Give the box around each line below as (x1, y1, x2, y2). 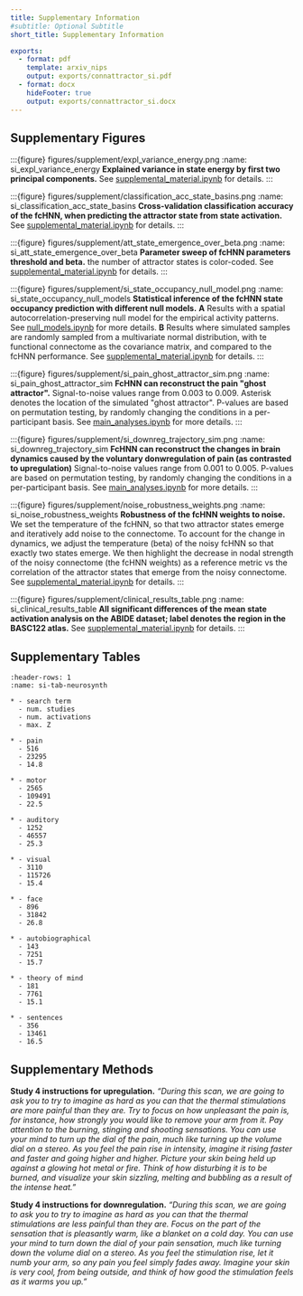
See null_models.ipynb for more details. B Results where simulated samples (10, 322, 291, 333)
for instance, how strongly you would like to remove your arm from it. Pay (10, 1114, 284, 1125)
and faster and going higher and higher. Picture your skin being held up (10, 1152, 277, 1163)
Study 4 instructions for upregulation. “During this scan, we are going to (10, 1085, 285, 1096)
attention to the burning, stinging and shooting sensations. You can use (10, 1123, 277, 1135)
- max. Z (18, 721, 51, 730)
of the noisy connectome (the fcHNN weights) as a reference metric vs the (10, 557, 288, 568)
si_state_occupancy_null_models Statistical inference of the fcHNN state (10, 293, 283, 304)
